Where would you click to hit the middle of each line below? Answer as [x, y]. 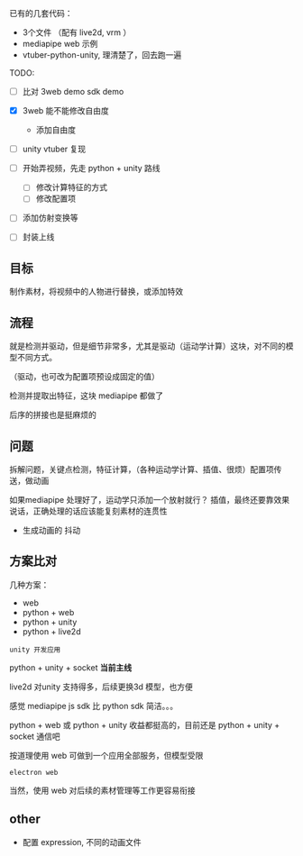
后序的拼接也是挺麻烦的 [53, 415]
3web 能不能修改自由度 [66, 111]
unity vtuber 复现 [54, 149]
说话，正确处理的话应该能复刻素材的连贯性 [88, 511]
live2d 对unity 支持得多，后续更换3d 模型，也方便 [101, 687]
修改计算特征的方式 [72, 187]
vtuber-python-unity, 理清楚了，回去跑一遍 [102, 55]
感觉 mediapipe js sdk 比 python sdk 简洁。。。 [94, 706]
